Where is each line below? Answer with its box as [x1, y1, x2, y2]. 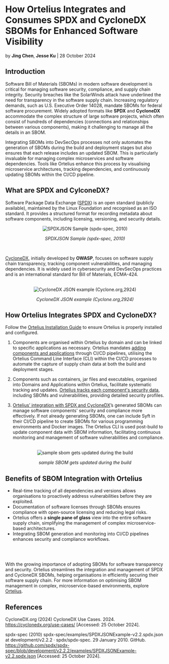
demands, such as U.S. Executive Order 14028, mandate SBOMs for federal [5, 102, 162, 108]
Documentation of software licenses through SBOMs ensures [12, 504, 141, 510]
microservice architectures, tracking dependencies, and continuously [5, 166, 150, 172]
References [5, 603, 43, 611]
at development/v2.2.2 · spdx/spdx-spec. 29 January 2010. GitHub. [5, 637, 146, 643]
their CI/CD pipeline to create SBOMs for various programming [12, 418, 143, 424]
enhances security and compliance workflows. [12, 536, 110, 542]
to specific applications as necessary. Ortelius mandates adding [12, 345, 146, 351]
